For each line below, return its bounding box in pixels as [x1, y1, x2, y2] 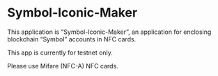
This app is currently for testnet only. [7, 48, 114, 57]
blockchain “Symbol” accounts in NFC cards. [7, 35, 137, 43]
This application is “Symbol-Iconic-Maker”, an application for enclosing [7, 28, 212, 36]
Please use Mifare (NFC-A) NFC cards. [7, 61, 118, 70]
